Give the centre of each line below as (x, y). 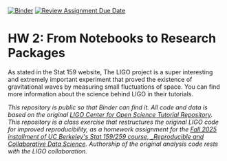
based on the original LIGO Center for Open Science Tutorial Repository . (110, 114)
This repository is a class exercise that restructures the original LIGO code (113, 122)
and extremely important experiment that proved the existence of (100, 79)
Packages (37, 53)
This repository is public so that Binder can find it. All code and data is (108, 107)
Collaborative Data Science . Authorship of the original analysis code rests (113, 144)
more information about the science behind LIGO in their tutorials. (101, 94)
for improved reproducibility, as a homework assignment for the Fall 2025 (112, 129)
